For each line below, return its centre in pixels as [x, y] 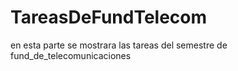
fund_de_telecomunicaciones [71, 55]
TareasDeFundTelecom [109, 17]
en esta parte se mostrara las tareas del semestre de [119, 45]
